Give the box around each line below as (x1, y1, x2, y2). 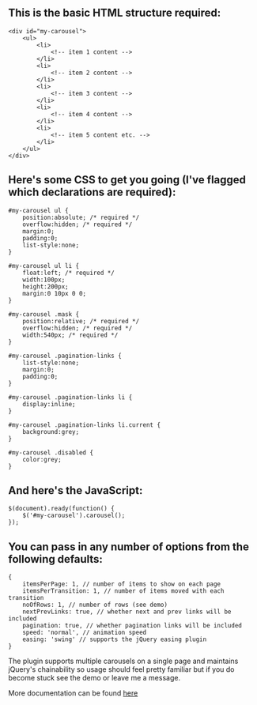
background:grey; (22, 428, 80, 435)
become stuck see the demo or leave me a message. (8, 673, 180, 683)
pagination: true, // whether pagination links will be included (22, 622, 243, 630)
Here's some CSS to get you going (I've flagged (8, 173, 247, 187)
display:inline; (22, 400, 77, 408)
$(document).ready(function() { (8, 505, 115, 513)
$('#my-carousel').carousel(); (22, 511, 126, 520)
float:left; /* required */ (22, 269, 115, 277)
